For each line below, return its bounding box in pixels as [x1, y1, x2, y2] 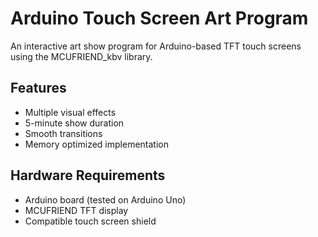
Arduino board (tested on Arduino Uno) [24, 193, 187, 206]
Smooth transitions [24, 127, 103, 139]
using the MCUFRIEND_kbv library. [10, 50, 153, 62]
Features [10, 80, 67, 97]
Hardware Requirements [10, 167, 166, 184]
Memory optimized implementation [24, 138, 169, 150]
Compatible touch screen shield [24, 215, 157, 227]
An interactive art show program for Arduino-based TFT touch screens [10, 40, 302, 52]
